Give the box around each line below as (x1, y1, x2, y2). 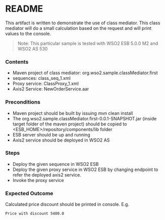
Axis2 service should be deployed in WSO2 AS (12, 137, 110, 143)
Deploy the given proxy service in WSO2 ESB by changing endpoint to (12, 166, 158, 172)
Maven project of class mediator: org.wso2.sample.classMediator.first (12, 70, 158, 76)
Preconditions (5, 99, 41, 106)
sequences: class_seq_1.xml (12, 75, 71, 81)
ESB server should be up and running (12, 131, 90, 138)
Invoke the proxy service (12, 177, 64, 183)
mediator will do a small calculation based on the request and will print (5, 25, 152, 31)
